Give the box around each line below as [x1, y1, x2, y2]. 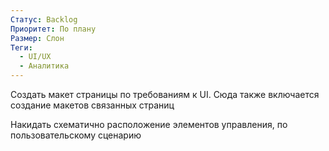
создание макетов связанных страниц [10, 99, 175, 111]
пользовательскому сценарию [10, 129, 142, 141]
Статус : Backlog [10, 14, 78, 25]
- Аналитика [19, 61, 70, 71]
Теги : [10, 42, 33, 53]
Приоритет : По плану [10, 24, 97, 34]
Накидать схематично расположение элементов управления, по [10, 119, 288, 130]
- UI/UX [19, 52, 52, 62]
